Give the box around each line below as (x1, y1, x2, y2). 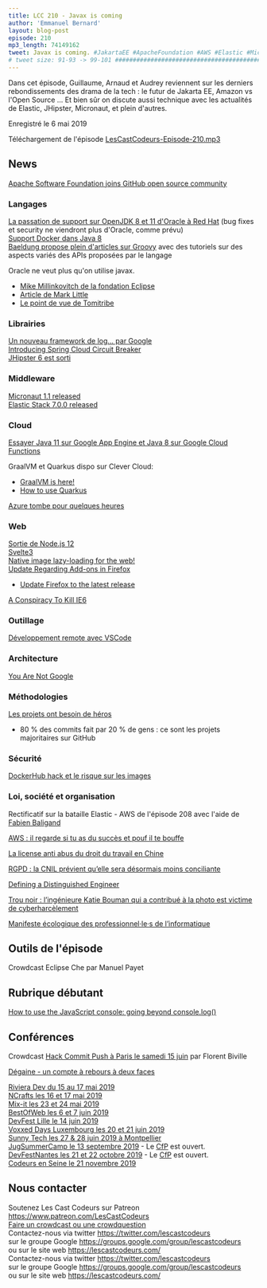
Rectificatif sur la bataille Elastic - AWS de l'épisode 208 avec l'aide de (8, 809, 240, 819)
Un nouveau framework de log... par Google (8, 336, 153, 346)
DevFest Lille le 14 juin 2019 (8, 1117, 99, 1126)
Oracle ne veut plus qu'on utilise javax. (8, 265, 135, 275)
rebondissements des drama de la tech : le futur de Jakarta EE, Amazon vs (8, 86, 253, 96)
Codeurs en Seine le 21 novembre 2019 (8, 1159, 137, 1168)
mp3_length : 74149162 (8, 41, 80, 49)
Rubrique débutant (8, 986, 104, 999)
